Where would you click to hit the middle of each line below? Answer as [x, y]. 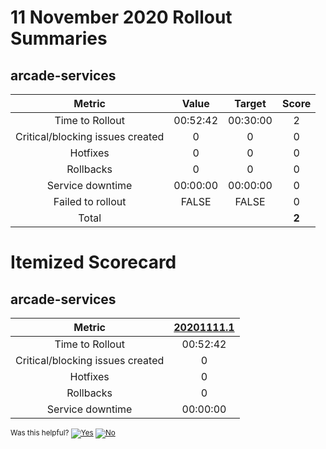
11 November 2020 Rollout [121, 17]
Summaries [59, 38]
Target [250, 103]
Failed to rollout [90, 201]
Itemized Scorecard [93, 262]
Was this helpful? [40, 433]
